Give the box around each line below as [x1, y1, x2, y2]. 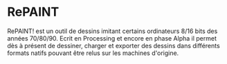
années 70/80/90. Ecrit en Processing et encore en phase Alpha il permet [7, 34, 217, 42]
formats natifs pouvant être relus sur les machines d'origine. [7, 49, 179, 57]
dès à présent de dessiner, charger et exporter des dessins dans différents [7, 41, 220, 50]
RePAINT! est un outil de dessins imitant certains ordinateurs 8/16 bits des [7, 27, 218, 35]
